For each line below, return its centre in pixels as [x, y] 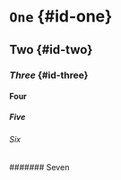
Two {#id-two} [51, 50]
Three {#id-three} [49, 75]
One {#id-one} [61, 17]
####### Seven [39, 167]
